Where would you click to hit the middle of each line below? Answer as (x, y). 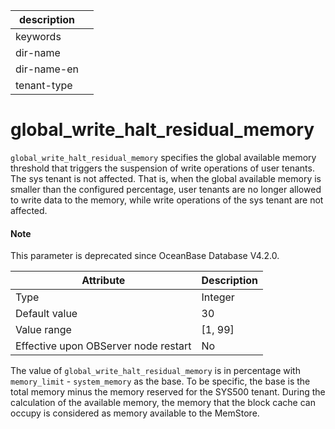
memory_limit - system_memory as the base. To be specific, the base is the (160, 381)
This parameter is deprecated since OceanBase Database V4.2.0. (145, 256)
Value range (43, 330)
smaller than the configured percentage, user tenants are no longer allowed (166, 189)
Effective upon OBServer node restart (103, 346)
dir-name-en (47, 69)
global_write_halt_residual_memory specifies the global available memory (163, 157)
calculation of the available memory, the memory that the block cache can (163, 403)
